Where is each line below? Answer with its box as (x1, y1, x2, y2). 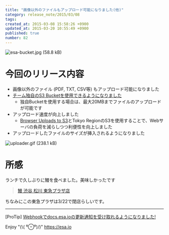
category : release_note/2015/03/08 (5, 12, 80, 17)
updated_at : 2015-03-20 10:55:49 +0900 (5, 26, 89, 31)
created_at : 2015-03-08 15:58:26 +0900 (5, 21, 89, 27)
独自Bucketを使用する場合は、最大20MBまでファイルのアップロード (20, 99, 162, 105)
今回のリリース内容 (5, 68, 84, 80)
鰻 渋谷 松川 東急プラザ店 (17, 187, 70, 194)
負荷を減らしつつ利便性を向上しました (33, 124, 113, 130)
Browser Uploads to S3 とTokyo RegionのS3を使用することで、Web (20, 117, 159, 123)
